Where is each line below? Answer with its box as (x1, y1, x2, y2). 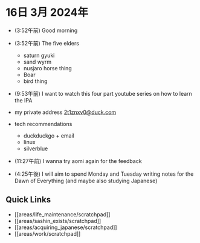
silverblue (23, 145, 48, 152)
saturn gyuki (23, 52, 55, 59)
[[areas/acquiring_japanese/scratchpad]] (14, 224, 117, 231)
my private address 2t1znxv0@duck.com (14, 108, 117, 116)
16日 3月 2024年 (5, 5, 89, 19)
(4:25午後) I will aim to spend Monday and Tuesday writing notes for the (14, 170, 194, 178)
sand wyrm (23, 58, 52, 65)
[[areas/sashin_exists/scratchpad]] (14, 217, 102, 224)
